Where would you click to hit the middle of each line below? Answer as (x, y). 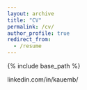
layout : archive (31, 14)
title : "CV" (24, 20)
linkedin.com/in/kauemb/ (43, 80)
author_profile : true (39, 33)
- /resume (27, 46)
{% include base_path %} (44, 66)
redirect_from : (29, 40)
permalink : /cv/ (31, 27)
